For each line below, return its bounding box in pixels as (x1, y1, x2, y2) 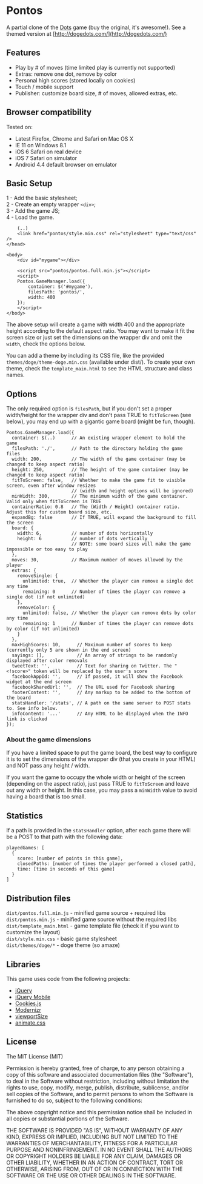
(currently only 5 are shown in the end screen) (6, 647, 131, 654)
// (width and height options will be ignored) (71, 488, 194, 494)
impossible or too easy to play (6, 546, 88, 552)
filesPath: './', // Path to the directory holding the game (12, 446, 183, 452)
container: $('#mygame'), (28, 284, 94, 290)
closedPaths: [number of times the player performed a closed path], (17, 861, 197, 867)
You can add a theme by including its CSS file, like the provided (6, 352, 165, 360)
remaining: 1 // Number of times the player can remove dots (22, 621, 194, 627)
